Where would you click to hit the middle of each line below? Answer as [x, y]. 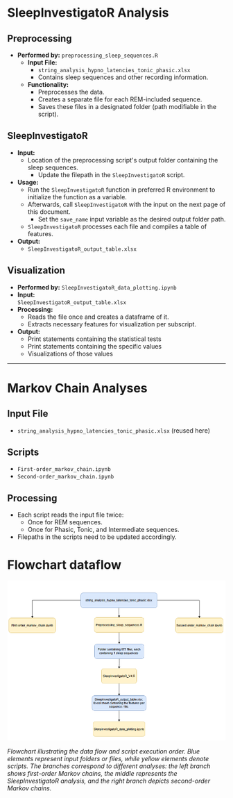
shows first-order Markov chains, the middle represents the [93, 774]
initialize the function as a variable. [77, 197]
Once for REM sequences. [65, 522]
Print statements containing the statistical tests [94, 339]
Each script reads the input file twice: [70, 515]
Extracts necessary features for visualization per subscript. [112, 324]
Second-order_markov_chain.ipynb [66, 477]
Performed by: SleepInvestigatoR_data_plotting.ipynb [97, 287]
